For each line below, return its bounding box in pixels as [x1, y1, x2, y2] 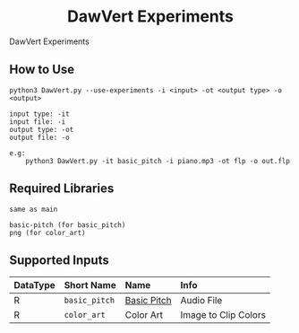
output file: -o [9, 133, 70, 142]
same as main [9, 205, 58, 214]
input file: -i [9, 117, 66, 127]
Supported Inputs [9, 252, 109, 267]
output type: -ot [9, 125, 74, 134]
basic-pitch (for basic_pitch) [9, 220, 126, 230]
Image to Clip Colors [180, 309, 267, 321]
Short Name [64, 279, 116, 292]
